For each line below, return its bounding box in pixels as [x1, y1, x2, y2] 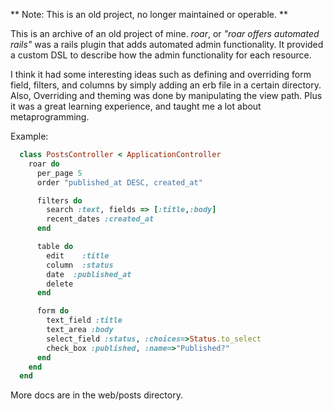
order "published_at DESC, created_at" [36, 177, 203, 188]
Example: [10, 130, 49, 142]
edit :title [46, 250, 110, 261]
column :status [46, 260, 114, 270]
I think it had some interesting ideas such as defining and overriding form [10, 69, 312, 80]
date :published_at [46, 269, 132, 279]
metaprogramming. [10, 111, 90, 123]
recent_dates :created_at [46, 214, 155, 224]
